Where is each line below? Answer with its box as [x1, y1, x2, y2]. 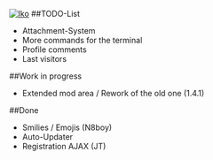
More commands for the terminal [21, 35, 143, 45]
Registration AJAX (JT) [21, 141, 106, 151]
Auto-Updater [21, 132, 74, 141]
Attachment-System [21, 26, 96, 35]
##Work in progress [9, 71, 83, 81]
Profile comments [21, 44, 87, 55]
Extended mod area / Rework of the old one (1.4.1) [21, 88, 205, 98]
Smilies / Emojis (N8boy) [21, 122, 113, 133]
